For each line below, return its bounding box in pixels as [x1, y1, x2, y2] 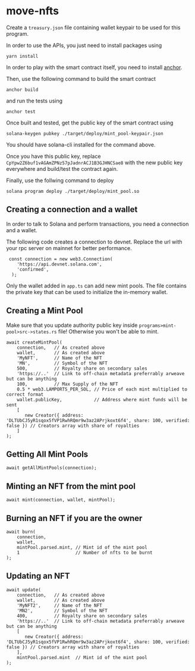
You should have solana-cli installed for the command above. [6, 141, 156, 148]
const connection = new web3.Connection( [8, 256, 113, 262]
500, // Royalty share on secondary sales [17, 365, 147, 372]
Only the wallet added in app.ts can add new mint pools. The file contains [6, 282, 187, 289]
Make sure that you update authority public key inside [6, 322, 138, 329]
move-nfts [6, 4, 59, 18]
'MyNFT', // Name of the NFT [17, 355, 102, 361]
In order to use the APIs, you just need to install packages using [6, 42, 162, 49]
